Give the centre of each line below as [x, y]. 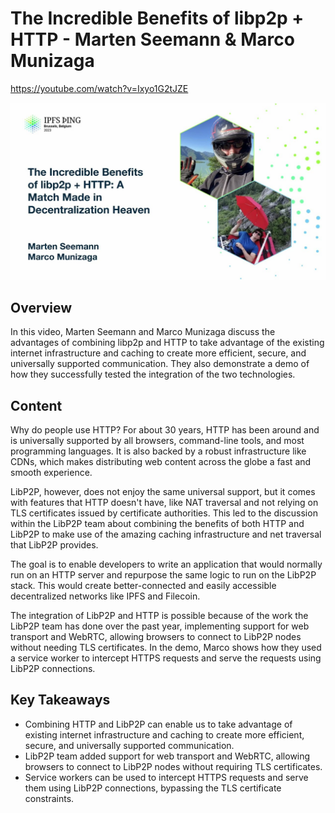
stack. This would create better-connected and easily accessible [143, 586]
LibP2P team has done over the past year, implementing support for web [160, 626]
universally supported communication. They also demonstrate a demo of [160, 364]
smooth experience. [51, 473]
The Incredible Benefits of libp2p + [157, 18]
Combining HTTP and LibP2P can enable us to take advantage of [158, 724]
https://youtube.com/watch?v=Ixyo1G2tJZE [99, 88]
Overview [41, 307]
